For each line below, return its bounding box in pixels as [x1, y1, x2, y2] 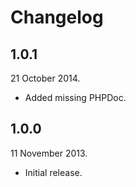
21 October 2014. [10, 72, 81, 84]
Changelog [10, 6, 104, 29]
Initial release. [24, 166, 83, 178]
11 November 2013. [10, 147, 88, 159]
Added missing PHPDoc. [24, 92, 127, 103]
